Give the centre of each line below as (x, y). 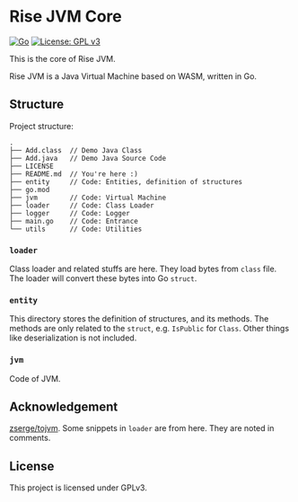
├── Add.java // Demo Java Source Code (88, 158)
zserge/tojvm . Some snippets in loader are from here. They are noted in (142, 428)
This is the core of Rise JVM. (62, 58)
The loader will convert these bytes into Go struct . (103, 278)
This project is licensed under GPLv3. (79, 488)
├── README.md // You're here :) (74, 174)
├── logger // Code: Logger (70, 213)
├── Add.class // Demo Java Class (76, 150)
